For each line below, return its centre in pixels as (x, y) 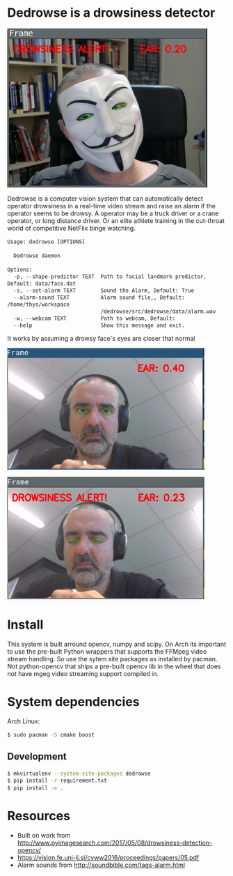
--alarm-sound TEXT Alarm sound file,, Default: (99, 298)
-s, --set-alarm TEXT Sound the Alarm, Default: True (104, 291)
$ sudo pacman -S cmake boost (51, 735)
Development (37, 756)
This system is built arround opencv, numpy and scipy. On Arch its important (117, 644)
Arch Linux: (24, 721)
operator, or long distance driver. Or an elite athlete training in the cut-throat (116, 220)
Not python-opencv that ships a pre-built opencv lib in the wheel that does (114, 666)
